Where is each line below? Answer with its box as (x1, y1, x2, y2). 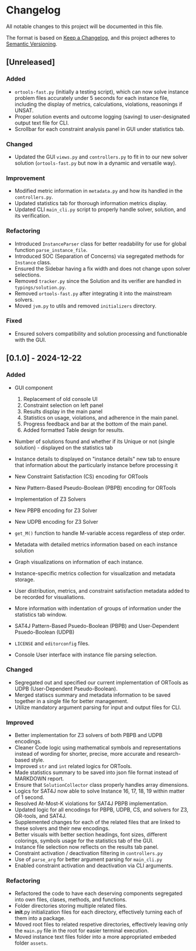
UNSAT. (14, 106, 34, 114)
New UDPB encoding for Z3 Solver (14, 518, 98, 525)
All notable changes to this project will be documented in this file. (6, 23, 164, 30)
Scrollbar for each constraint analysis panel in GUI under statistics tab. (14, 125, 185, 132)
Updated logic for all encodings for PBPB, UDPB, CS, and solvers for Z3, (14, 806, 189, 813)
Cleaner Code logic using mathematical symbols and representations (14, 744, 181, 751)
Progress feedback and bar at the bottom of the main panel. (23, 420, 168, 427)
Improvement (6, 174, 45, 182)
